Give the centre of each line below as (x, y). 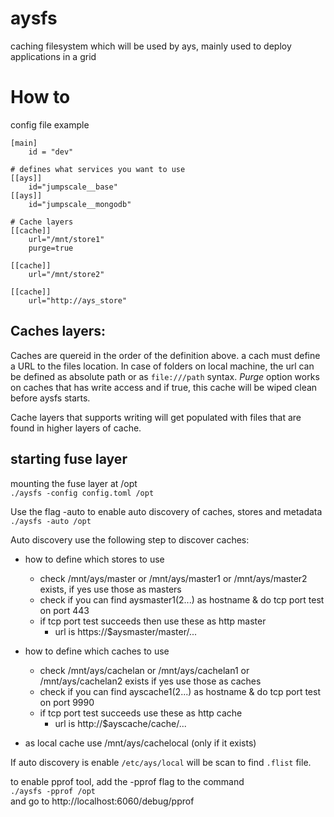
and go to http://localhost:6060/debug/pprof (102, 801)
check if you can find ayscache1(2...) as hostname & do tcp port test (180, 691)
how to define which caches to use (97, 651)
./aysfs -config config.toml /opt (82, 493)
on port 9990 (67, 702)
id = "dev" (51, 152)
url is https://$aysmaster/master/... (126, 631)
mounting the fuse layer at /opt (74, 483)
